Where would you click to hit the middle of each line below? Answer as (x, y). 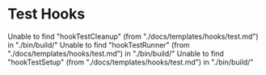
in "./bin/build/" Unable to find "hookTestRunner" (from (99, 44)
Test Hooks (46, 14)
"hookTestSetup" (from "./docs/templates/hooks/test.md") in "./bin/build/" (131, 62)
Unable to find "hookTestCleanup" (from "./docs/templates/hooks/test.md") (133, 36)
